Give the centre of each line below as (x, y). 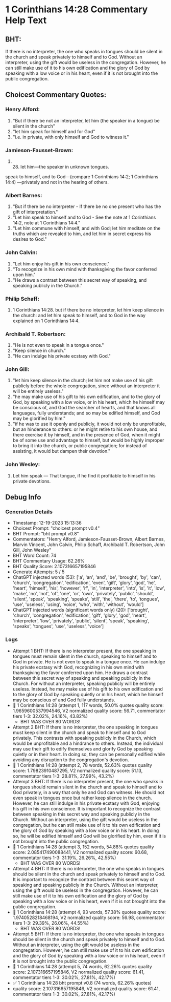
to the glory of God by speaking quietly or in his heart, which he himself (88, 694)
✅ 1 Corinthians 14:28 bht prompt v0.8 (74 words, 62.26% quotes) (82, 983)
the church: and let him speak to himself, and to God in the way (79, 315)
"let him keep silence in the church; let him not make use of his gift (83, 381)
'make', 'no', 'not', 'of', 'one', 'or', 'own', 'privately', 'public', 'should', (83, 594)
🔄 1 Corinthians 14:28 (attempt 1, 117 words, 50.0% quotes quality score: (88, 705)
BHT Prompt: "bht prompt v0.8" (46, 534)
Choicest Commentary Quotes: (56, 95)
